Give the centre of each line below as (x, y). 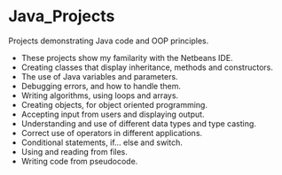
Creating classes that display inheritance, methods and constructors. (147, 67)
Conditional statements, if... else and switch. (102, 142)
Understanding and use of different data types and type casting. (138, 123)
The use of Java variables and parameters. (99, 76)
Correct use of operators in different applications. (112, 133)
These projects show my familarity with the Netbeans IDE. (127, 57)
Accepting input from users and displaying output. (113, 114)
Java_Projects (62, 16)
